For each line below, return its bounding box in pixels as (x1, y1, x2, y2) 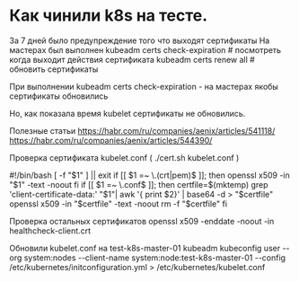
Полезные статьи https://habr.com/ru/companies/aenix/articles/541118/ (9, 125, 276, 136)
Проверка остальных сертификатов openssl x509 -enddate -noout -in (9, 215, 275, 226)
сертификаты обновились (9, 91, 109, 101)
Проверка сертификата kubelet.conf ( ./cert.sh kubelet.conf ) (9, 152, 240, 162)
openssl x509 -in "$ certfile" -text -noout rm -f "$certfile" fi (9, 198, 227, 209)
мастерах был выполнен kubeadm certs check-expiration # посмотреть (9, 44, 281, 55)
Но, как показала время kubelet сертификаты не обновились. (9, 108, 246, 119)
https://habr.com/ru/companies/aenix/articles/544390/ (9, 135, 213, 145)
